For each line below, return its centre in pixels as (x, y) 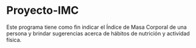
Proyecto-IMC (43, 10)
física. (14, 40)
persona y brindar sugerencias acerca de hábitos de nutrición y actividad (98, 33)
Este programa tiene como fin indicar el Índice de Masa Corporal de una (96, 27)
